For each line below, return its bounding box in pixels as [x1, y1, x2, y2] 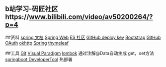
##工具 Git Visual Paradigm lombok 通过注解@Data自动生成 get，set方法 [5, 50, 154, 56]
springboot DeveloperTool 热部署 [5, 56, 73, 62]
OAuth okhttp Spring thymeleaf [5, 40, 69, 46]
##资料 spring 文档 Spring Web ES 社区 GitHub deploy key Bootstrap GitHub [5, 34, 161, 40]
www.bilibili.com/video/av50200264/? [29, 13, 153, 21]
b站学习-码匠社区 [5, 4, 59, 13]
